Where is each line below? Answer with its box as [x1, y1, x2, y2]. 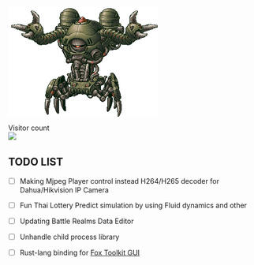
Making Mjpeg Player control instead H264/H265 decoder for [19, 176, 219, 185]
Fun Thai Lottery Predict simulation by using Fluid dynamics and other [19, 200, 247, 210]
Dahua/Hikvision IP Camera [19, 185, 109, 195]
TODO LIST [8, 155, 64, 169]
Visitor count [8, 123, 50, 132]
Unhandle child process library [19, 232, 120, 241]
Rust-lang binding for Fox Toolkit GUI [19, 248, 140, 258]
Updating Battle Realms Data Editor [19, 216, 134, 226]
